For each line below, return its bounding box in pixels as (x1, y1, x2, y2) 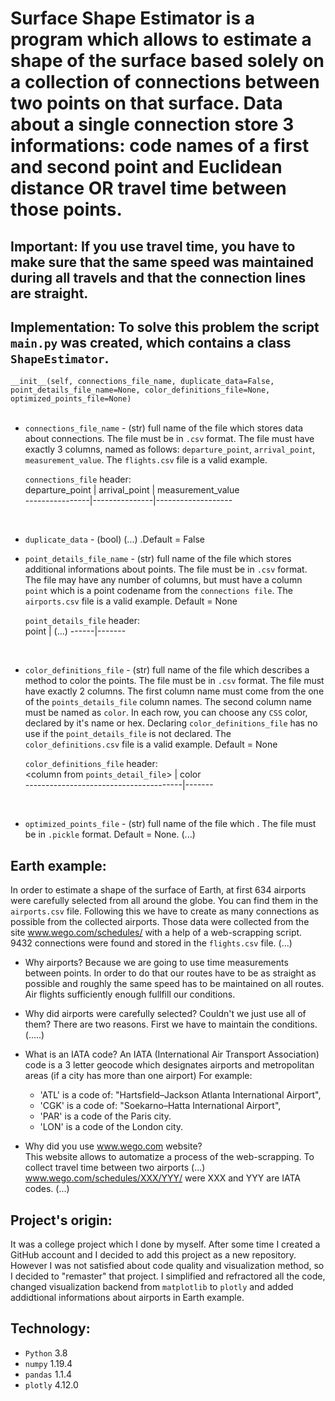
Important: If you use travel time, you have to (10, 238, 296, 255)
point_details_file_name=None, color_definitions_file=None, (10, 385, 271, 396)
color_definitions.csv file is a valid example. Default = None (24, 738, 278, 751)
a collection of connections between (10, 71, 320, 94)
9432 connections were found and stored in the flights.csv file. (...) (10, 937, 293, 949)
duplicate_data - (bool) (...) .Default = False (24, 533, 205, 546)
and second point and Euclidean (10, 156, 283, 179)
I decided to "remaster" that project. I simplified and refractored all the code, (10, 1270, 326, 1282)
